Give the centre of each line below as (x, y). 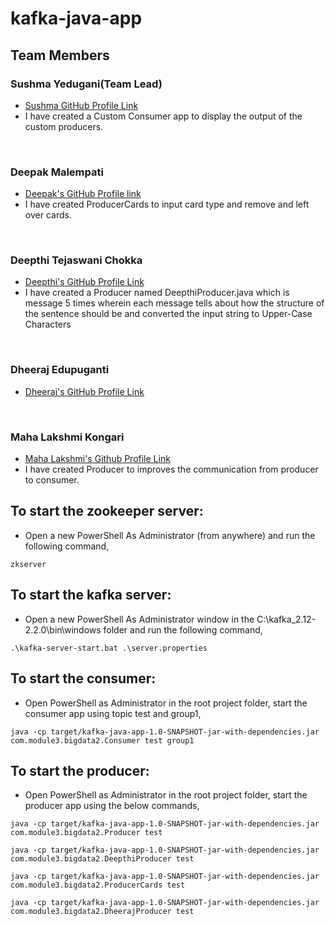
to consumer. (52, 480)
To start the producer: (80, 770)
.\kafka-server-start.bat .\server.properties (109, 648)
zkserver (28, 564)
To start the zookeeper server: (107, 511)
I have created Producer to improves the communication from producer (171, 469)
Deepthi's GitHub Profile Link (84, 282)
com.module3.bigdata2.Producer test (86, 833)
